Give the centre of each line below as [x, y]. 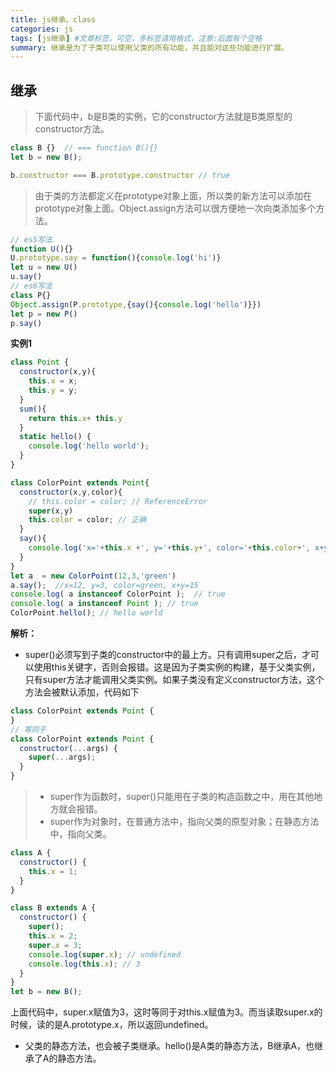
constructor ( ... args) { [68, 748]
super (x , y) [51, 511]
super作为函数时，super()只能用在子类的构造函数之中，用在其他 [182, 797]
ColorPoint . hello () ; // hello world [86, 613]
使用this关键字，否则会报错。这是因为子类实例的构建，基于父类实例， [177, 667]
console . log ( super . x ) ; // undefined [105, 954]
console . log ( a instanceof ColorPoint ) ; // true [118, 594]
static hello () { [55, 437]
